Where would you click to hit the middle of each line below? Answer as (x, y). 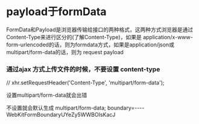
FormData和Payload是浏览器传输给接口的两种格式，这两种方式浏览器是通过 (100, 29)
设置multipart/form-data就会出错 (47, 95)
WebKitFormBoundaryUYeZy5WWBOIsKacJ (61, 115)
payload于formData (56, 12)
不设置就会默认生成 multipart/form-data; (56, 108)
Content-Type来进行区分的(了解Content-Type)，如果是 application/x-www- (99, 37)
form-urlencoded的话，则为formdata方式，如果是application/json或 (90, 45)
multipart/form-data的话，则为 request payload (65, 52)
